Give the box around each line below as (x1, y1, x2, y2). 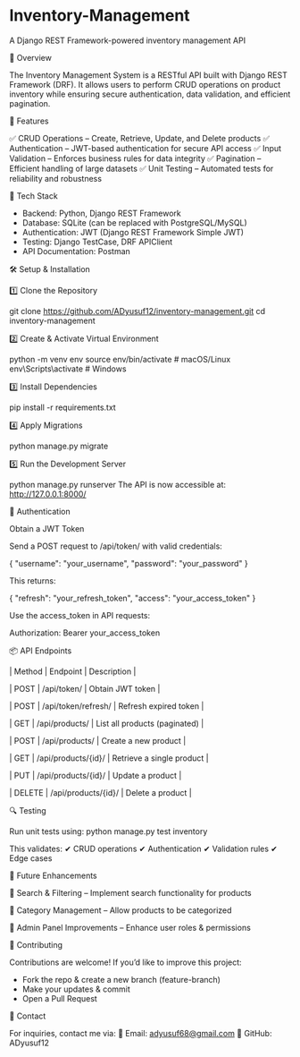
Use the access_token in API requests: (9, 609, 150, 620)
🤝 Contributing (9, 939, 63, 950)
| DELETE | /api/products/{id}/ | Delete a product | (9, 787, 192, 797)
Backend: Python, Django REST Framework (21, 208, 181, 218)
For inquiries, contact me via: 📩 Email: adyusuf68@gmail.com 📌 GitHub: (9, 1027, 272, 1038)
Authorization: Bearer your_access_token (9, 627, 161, 638)
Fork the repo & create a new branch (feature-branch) (21, 974, 221, 985)
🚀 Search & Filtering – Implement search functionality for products (9, 887, 252, 898)
